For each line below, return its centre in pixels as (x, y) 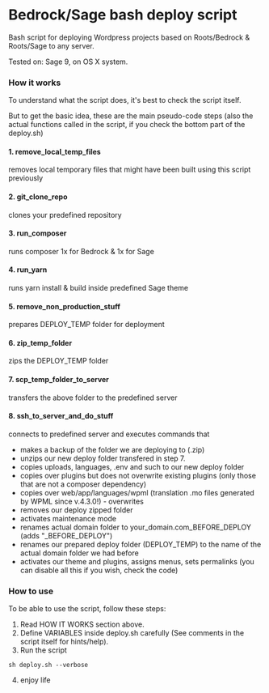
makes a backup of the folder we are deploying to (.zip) (112, 449)
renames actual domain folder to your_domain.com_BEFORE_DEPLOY (136, 527)
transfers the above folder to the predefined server (93, 398)
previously (26, 178)
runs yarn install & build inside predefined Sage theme (98, 288)
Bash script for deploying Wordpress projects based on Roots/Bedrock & (129, 37)
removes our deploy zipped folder (76, 510)
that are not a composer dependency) (83, 484)
